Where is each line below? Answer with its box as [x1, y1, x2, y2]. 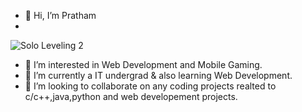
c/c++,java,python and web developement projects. [24, 91, 238, 102]
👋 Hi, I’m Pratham [24, 10, 97, 21]
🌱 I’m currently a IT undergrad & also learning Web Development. [24, 70, 293, 81]
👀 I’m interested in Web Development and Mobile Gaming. [24, 59, 263, 70]
